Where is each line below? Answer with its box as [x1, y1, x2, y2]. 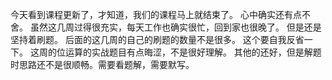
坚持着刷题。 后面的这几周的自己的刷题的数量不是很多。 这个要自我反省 [10, 34, 305, 45]
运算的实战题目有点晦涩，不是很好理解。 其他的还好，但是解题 [64, 46, 322, 58]
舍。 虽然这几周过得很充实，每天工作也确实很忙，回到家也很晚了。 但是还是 [10, 21, 322, 33]
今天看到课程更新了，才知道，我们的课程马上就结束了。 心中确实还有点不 [10, 9, 311, 20]
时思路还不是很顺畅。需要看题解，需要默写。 [10, 59, 195, 70]
